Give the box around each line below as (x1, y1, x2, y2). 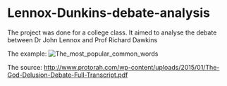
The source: (7, 63, 42, 71)
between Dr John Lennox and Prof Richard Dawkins (7, 35, 158, 44)
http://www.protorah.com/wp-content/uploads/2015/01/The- (43, 63, 220, 71)
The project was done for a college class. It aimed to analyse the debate (7, 28, 217, 37)
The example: (7, 49, 47, 58)
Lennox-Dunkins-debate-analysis (7, 5, 210, 21)
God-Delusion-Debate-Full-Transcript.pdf (7, 70, 128, 79)
